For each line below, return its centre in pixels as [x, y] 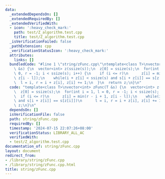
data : [11, 10]
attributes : [22, 55]
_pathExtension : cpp [30, 46]
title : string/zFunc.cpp [30, 169]
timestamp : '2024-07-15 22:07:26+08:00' [51, 128]
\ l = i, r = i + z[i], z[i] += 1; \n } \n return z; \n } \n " [78, 82]
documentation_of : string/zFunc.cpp [42, 147]
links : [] [24, 60]
